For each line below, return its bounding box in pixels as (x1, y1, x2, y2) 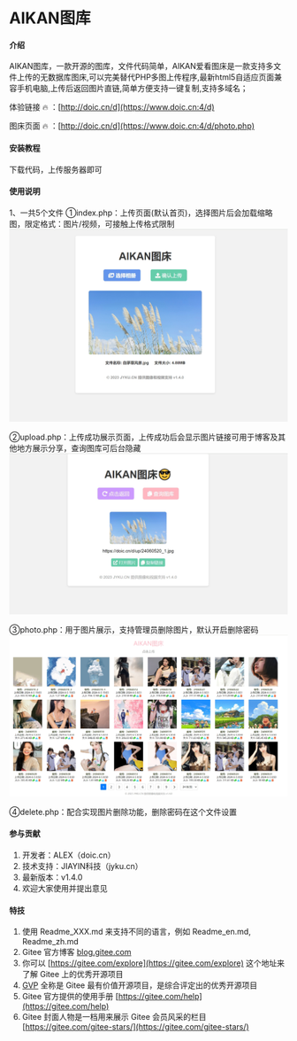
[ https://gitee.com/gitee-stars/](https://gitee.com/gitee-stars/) (21, 1022, 249, 1032)
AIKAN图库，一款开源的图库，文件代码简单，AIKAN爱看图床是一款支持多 (9, 61, 274, 72)
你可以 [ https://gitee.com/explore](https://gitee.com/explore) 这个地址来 (21, 958, 286, 968)
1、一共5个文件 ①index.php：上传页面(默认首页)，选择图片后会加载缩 (9, 207, 265, 218)
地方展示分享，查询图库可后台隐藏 (16, 442, 141, 453)
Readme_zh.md (21, 936, 80, 947)
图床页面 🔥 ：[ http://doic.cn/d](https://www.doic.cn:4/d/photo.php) (9, 120, 255, 131)
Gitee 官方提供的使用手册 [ (21, 991, 119, 1002)
